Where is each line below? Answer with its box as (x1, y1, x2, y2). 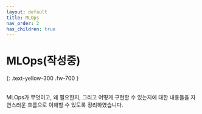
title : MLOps (6, 15, 40, 21)
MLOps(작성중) (6, 54, 81, 68)
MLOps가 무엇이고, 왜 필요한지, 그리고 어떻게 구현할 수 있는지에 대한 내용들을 (6, 94, 190, 101)
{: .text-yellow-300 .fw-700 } (6, 74, 79, 82)
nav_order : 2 (6, 20, 40, 26)
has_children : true (6, 26, 56, 32)
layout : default (6, 9, 47, 15)
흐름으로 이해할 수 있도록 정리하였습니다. (27, 101, 124, 109)
